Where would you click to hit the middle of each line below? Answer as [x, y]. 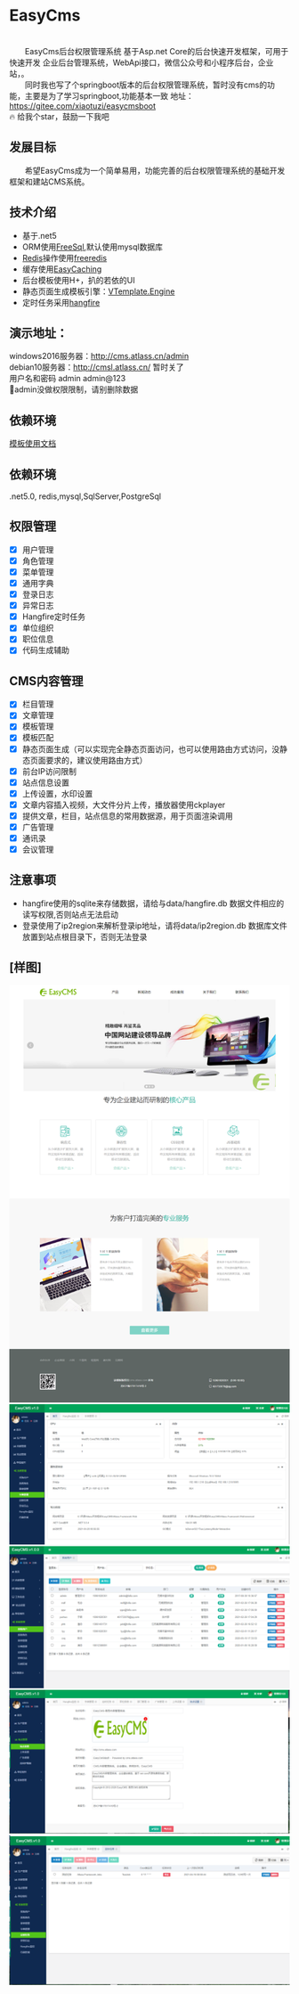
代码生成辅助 [45, 650]
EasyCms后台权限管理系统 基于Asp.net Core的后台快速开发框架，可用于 [157, 51]
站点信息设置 [45, 782]
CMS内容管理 [46, 681]
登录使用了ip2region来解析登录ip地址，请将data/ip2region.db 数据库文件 [154, 925]
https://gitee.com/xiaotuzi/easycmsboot [83, 106]
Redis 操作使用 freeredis [65, 257]
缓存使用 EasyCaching [62, 269]
